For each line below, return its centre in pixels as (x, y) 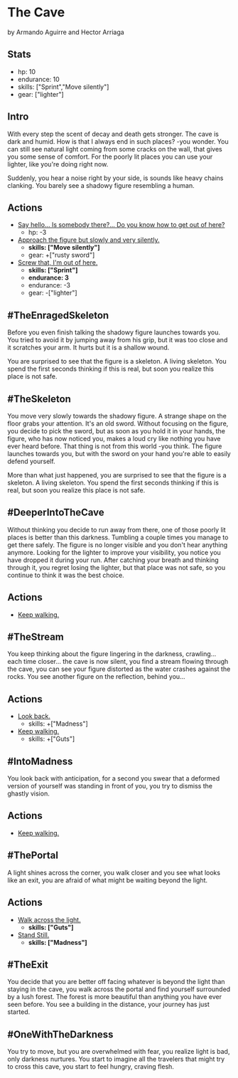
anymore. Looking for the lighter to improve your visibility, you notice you (114, 552)
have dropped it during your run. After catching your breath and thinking (113, 560)
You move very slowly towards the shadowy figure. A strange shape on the (117, 416)
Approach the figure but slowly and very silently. (88, 240)
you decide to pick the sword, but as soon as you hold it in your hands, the (117, 431)
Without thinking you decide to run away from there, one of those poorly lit (117, 529)
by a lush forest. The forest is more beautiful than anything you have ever (115, 997)
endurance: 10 (39, 79)
